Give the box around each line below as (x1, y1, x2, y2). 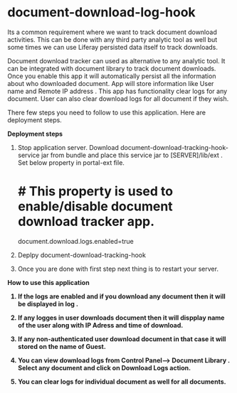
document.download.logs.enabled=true (17, 237, 134, 245)
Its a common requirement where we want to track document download (7, 28, 217, 36)
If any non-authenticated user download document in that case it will (17, 335, 226, 343)
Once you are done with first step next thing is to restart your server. (17, 264, 219, 273)
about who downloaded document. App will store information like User (7, 79, 214, 87)
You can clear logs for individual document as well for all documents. (17, 377, 226, 386)
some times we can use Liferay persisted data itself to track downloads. (7, 43, 218, 51)
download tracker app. (17, 214, 155, 230)
